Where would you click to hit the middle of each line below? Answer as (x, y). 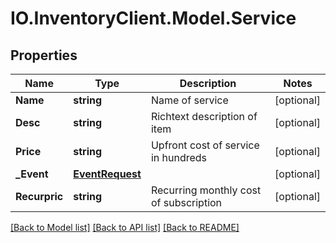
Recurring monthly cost (206, 190)
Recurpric (39, 196)
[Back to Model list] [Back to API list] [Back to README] (125, 227)
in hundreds (179, 157)
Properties (44, 55)
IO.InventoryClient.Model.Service (153, 18)
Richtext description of (204, 116)
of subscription (186, 202)
